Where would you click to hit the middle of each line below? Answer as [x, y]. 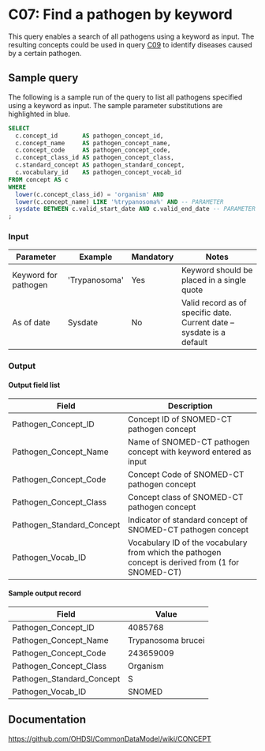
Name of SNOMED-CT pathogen [188, 441]
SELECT [19, 128]
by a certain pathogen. [45, 53]
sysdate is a [203, 332]
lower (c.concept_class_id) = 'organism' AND [90, 194]
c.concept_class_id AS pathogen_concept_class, [95, 158]
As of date [31, 323]
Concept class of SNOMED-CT [185, 497]
